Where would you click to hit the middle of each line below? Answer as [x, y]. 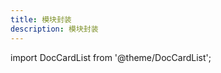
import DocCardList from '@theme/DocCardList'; [111, 57]
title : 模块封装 [41, 19]
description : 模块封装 [54, 29]
